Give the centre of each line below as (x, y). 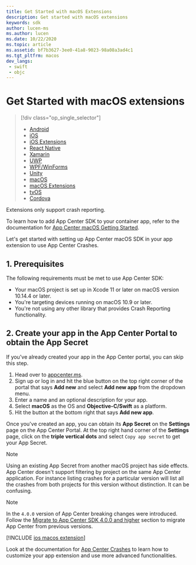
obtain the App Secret (47, 343)
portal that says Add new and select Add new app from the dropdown (100, 387)
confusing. (19, 490)
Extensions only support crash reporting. (56, 210)
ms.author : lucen (27, 34)
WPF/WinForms (48, 167)
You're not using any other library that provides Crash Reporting (92, 309)
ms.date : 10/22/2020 (32, 39)
